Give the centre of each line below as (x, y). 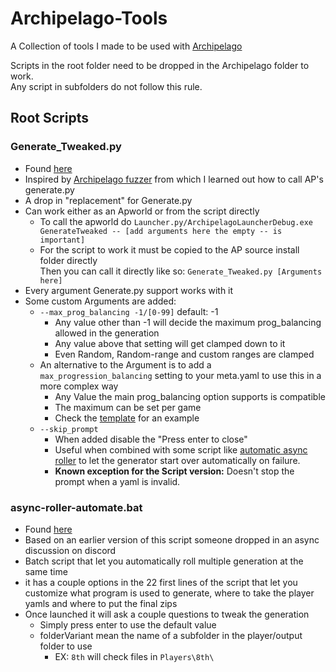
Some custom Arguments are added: (100, 301)
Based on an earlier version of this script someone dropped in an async (172, 539)
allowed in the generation (107, 333)
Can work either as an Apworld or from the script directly (142, 211)
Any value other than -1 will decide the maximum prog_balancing (188, 322)
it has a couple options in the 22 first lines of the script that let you (161, 582)
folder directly (68, 260)
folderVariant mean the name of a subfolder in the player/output (171, 635)
